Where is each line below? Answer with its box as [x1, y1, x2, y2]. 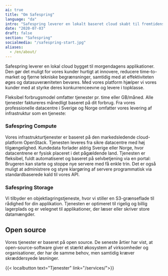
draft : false [5, 31, 32, 36]
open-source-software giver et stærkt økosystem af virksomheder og [5, 244, 148, 250]
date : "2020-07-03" [5, 26, 46, 31]
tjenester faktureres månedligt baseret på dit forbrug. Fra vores [5, 99, 135, 105]
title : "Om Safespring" [5, 12, 55, 17]
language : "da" [5, 17, 37, 22]
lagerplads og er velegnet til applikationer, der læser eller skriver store [5, 206, 150, 212]
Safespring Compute [5, 122, 57, 129]
